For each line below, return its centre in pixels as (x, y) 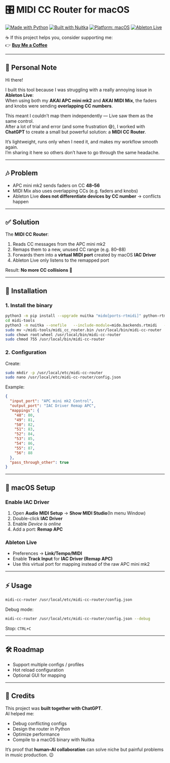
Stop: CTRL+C (18, 628)
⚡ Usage (18, 585)
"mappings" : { (25, 410)
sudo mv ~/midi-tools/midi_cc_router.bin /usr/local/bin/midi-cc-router (83, 330)
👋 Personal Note (31, 68)
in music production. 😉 (30, 755)
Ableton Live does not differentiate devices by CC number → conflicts (87, 196)
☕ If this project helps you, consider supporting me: (59, 37)
